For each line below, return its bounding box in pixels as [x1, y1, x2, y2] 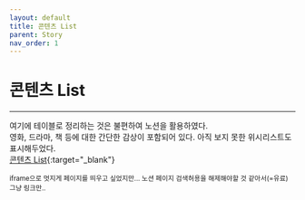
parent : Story [9, 30, 64, 39]
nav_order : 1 [9, 38, 59, 48]
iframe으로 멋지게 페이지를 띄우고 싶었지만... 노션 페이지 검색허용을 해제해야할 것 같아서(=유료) [9, 174, 289, 184]
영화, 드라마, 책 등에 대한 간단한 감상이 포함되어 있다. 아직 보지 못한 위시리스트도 [9, 132, 292, 143]
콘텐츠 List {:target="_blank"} [9, 155, 115, 166]
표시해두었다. [9, 143, 56, 154]
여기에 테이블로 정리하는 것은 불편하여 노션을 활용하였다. [9, 120, 209, 131]
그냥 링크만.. [9, 184, 46, 193]
